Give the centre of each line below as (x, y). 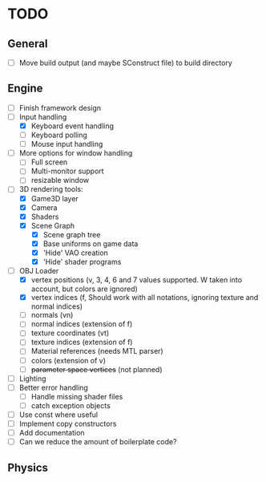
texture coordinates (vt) (70, 333)
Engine (25, 89)
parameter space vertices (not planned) (97, 369)
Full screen (49, 162)
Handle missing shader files (77, 396)
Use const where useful (58, 415)
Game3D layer (55, 198)
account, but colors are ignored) (84, 289)
